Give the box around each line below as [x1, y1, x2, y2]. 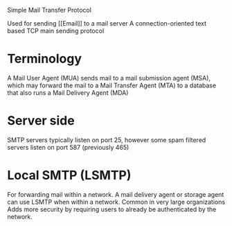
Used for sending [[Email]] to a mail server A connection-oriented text [7, 19, 206, 27]
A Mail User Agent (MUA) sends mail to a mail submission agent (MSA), [7, 73, 211, 82]
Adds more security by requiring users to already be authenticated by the [7, 205, 217, 214]
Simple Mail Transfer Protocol [7, 6, 92, 14]
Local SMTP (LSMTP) [7, 168, 132, 183]
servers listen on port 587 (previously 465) [7, 143, 130, 151]
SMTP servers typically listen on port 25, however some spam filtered [7, 135, 206, 144]
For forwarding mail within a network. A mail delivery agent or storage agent [7, 190, 224, 198]
